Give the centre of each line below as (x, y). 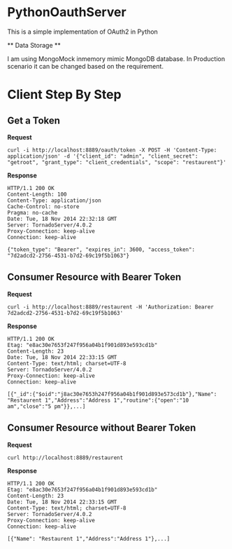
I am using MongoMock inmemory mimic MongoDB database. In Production (116, 59)
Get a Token (34, 120)
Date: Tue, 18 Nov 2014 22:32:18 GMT (62, 219)
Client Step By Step (64, 95)
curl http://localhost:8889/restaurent (65, 457)
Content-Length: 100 (37, 194)
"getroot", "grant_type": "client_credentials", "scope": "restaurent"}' (117, 162)
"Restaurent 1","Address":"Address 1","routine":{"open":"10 (98, 400)
